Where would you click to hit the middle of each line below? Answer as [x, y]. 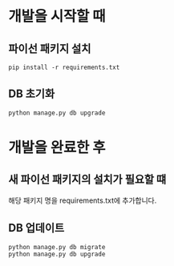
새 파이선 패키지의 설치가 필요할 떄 [87, 180]
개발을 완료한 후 [57, 147]
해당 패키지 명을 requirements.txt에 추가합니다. [83, 200]
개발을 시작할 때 [57, 16]
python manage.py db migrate [57, 247]
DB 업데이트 [36, 228]
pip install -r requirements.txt [64, 67]
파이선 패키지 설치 [50, 48]
